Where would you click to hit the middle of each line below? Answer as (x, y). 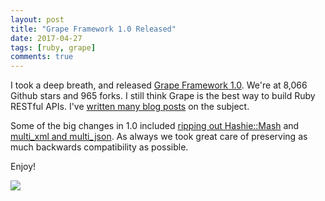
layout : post (37, 19)
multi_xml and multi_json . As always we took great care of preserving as (159, 137)
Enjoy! (23, 167)
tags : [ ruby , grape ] (53, 47)
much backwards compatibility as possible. (99, 147)
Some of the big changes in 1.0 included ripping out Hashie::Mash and (155, 126)
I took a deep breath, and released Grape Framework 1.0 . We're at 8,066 (159, 85)
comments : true (42, 57)
